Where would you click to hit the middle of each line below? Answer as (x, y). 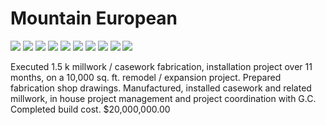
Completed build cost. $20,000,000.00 (90, 109)
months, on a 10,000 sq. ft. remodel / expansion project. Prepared (146, 77)
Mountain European (94, 18)
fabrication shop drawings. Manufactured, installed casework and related (161, 88)
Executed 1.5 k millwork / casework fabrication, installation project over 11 (161, 66)
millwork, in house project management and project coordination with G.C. (163, 98)
